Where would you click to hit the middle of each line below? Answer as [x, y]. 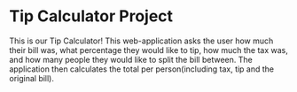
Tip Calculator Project [91, 16]
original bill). [32, 78]
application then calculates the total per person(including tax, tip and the [142, 69]
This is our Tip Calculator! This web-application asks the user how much [141, 41]
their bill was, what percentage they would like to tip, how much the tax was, [148, 50]
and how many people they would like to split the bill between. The [131, 59]
